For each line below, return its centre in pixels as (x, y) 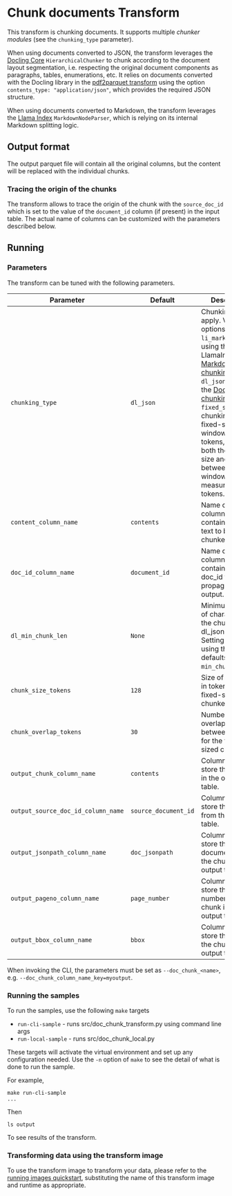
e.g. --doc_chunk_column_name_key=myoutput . (70, 977)
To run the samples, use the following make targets (78, 1011)
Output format (39, 147)
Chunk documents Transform (93, 13)
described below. (32, 226)
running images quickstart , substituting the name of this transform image (111, 1178)
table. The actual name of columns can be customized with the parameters (114, 219)
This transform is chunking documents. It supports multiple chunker (104, 32)
